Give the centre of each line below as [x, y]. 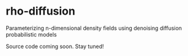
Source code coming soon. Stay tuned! [55, 46]
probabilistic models [31, 34]
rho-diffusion [41, 11]
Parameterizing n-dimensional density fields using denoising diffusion [94, 28]
